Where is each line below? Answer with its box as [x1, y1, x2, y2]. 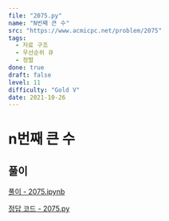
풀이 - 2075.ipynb [8, 187, 65, 196]
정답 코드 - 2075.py [8, 204, 70, 214]
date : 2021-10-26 [8, 93, 66, 101]
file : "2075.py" [8, 11, 62, 20]
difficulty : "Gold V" [8, 85, 81, 94]
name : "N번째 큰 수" [8, 19, 70, 27]
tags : [8, 34, 26, 42]
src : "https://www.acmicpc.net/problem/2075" [8, 26, 162, 34]
